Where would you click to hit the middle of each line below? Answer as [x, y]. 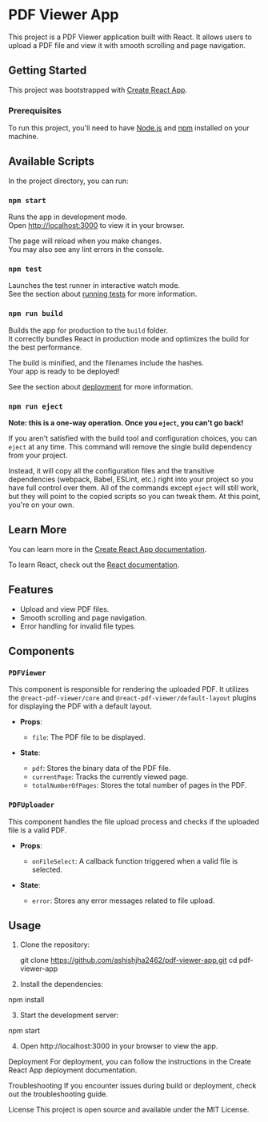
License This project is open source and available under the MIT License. [129, 1110]
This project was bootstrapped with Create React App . [98, 90]
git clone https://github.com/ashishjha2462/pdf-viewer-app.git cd [128, 960]
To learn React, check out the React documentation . [94, 565]
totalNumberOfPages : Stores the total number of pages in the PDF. [139, 785]
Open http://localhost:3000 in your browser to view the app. [119, 1046]
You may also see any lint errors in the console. [86, 250]
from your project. [38, 455]
